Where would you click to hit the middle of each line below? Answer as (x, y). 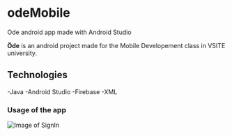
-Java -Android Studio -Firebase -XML (62, 91)
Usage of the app (37, 109)
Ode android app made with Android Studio (69, 32)
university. (22, 53)
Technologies (38, 75)
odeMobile (39, 13)
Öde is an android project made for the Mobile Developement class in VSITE (116, 45)
